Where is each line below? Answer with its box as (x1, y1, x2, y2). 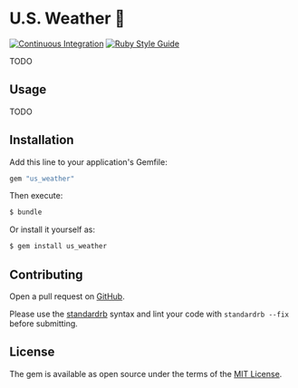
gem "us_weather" (9, 174, 75, 183)
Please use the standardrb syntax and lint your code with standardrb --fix (9, 308, 290, 319)
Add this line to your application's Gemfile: (9, 156, 168, 167)
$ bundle (9, 208, 43, 217)
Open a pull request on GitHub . (9, 291, 125, 302)
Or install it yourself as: (9, 224, 95, 235)
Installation (9, 132, 74, 148)
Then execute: (9, 190, 63, 201)
